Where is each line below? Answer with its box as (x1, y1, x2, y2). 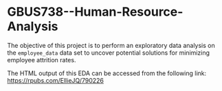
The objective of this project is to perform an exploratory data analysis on (7, 41, 215, 49)
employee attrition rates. (7, 55, 76, 64)
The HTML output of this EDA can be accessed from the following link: (7, 69, 207, 77)
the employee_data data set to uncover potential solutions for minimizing (7, 49, 210, 57)
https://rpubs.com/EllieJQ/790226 (7, 76, 104, 84)
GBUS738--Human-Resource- (7, 4, 184, 20)
